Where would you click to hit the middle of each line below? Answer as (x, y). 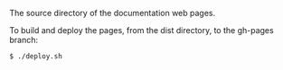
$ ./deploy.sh (36, 57)
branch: (24, 40)
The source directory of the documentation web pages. (113, 13)
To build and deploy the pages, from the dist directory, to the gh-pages (141, 30)
